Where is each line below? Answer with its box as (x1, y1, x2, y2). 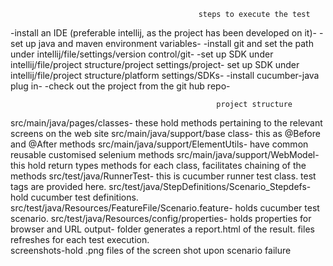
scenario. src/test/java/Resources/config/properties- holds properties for (10, 213, 312, 224)
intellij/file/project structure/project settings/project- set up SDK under (10, 59, 300, 70)
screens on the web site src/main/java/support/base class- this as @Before (10, 128, 321, 139)
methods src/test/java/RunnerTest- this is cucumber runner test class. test (10, 170, 317, 182)
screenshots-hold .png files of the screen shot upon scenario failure (10, 245, 292, 256)
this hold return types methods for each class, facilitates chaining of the (10, 160, 307, 171)
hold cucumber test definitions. (10, 191, 139, 203)
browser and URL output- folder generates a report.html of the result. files (10, 223, 315, 235)
